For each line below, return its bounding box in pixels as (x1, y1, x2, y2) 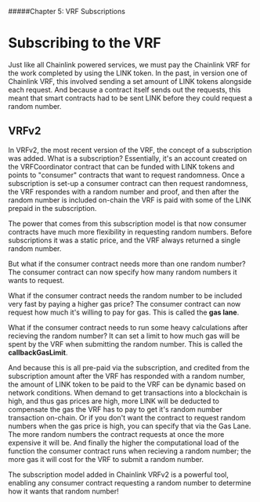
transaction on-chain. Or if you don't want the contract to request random (8, 413, 246, 422)
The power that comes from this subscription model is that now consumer (8, 219, 247, 228)
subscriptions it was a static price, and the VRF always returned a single (8, 235, 241, 245)
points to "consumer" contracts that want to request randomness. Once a (8, 170, 245, 180)
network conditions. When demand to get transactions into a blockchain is (8, 387, 248, 397)
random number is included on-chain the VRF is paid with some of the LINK (8, 195, 252, 205)
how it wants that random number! (8, 486, 119, 496)
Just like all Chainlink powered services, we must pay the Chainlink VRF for (8, 60, 251, 69)
